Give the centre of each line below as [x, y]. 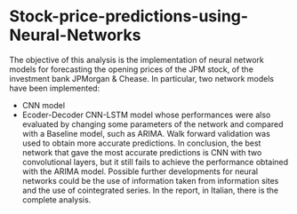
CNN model [43, 105]
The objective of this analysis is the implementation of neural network [137, 59]
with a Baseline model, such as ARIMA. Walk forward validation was [146, 133]
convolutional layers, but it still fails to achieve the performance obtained [155, 162]
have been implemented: [55, 88]
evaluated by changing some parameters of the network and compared [153, 124]
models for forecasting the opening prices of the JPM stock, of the [131, 69]
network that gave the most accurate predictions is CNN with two [142, 152]
